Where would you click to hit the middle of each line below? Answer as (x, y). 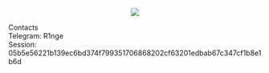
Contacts (23, 27)
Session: (23, 45)
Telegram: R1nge (36, 36)
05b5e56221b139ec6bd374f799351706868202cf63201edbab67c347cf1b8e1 (135, 53)
